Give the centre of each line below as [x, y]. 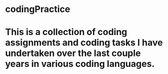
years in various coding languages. [80, 64]
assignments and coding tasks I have [84, 43]
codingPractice [38, 9]
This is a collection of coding [66, 32]
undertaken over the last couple [73, 53]
